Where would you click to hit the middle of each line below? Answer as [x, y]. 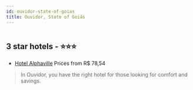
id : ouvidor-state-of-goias [41, 11]
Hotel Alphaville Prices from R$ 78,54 [60, 63]
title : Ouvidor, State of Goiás [46, 17]
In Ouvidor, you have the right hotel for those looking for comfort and [104, 75]
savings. [31, 81]
